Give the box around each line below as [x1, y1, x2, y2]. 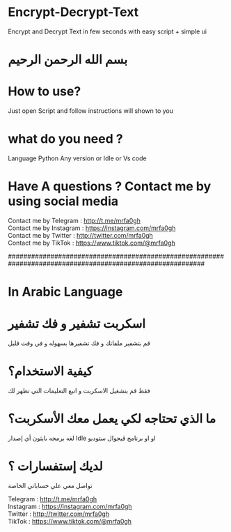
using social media [8, 193, 119, 209]
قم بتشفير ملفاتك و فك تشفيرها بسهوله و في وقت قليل [8, 339, 150, 347]
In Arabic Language [8, 284, 123, 300]
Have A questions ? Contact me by [8, 178, 212, 195]
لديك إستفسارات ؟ [8, 458, 103, 474]
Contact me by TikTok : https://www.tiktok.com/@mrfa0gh [8, 238, 176, 247]
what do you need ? [8, 131, 124, 147]
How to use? [8, 84, 81, 100]
